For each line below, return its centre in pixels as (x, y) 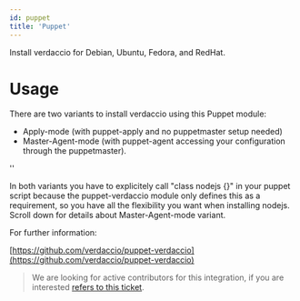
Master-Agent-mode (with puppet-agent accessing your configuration (154, 141)
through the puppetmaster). (75, 151)
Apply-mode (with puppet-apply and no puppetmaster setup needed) (153, 132)
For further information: (53, 233)
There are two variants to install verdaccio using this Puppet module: (138, 114)
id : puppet (30, 18)
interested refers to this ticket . (88, 287)
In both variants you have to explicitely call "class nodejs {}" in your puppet (150, 186)
